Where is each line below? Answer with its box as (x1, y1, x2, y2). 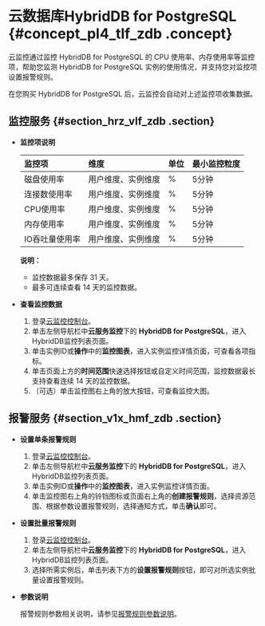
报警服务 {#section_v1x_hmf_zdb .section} (8, 411, 222, 425)
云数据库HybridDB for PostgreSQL (8, 7, 237, 26)
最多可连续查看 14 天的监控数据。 (31, 282, 142, 292)
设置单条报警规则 (19, 434, 77, 443)
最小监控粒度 (192, 158, 241, 169)
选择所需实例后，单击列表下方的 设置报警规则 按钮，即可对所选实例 (31, 565, 249, 574)
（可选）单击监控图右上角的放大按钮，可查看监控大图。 (31, 386, 214, 396)
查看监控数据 (19, 299, 62, 309)
